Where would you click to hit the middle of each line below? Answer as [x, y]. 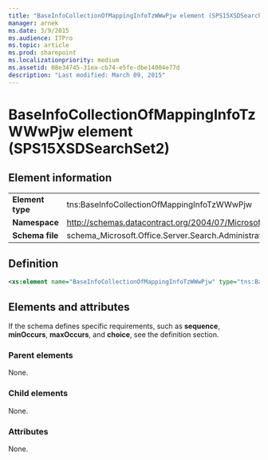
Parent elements [41, 355]
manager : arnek [33, 23]
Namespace [36, 222]
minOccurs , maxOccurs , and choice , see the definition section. [114, 335]
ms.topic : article [39, 46]
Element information [60, 178]
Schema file [35, 235]
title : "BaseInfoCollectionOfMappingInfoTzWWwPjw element [106, 16]
